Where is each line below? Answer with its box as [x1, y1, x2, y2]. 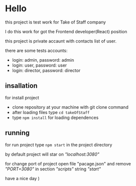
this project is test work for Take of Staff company [5, 19, 106, 25]
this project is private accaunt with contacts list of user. [5, 38, 116, 44]
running [5, 129, 30, 137]
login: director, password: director [12, 67, 81, 73]
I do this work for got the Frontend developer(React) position [5, 28, 127, 34]
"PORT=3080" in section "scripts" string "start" [5, 166, 101, 172]
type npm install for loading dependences [12, 115, 99, 120]
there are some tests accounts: [5, 47, 68, 53]
